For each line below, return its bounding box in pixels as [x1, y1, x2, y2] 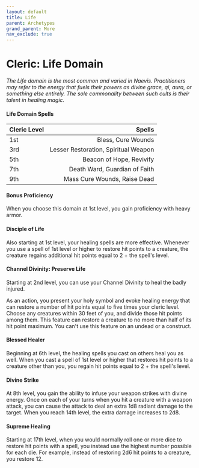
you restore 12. [6, 455, 43, 463]
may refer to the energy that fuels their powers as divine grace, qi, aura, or [6, 84, 192, 91]
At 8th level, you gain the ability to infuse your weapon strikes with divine [6, 390, 188, 397]
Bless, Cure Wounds [97, 136, 155, 144]
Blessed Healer [6, 336, 45, 344]
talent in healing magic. [6, 96, 65, 104]
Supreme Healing [6, 423, 51, 430]
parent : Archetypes [6, 20, 55, 26]
